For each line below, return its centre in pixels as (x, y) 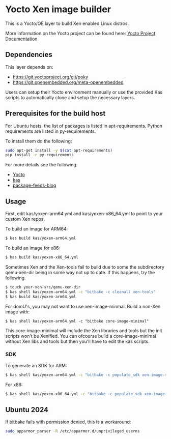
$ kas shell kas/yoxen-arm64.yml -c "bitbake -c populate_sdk (73, 375)
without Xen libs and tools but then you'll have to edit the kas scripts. (77, 341)
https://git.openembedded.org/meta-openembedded (68, 82)
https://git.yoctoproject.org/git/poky (50, 77)
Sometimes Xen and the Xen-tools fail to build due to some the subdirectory (85, 267)
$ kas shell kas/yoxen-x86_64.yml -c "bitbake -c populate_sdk (74, 394)
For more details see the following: (41, 165)
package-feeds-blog (34, 185)
